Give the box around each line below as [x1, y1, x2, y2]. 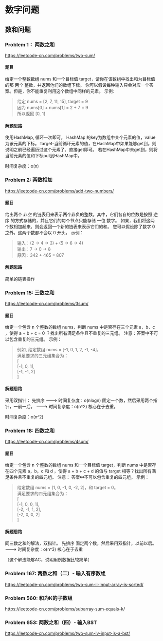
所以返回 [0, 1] [17, 111, 46, 117]
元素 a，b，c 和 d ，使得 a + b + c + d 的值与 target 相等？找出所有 [18, 468, 152, 474]
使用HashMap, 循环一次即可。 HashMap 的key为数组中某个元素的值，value [5, 134, 156, 140]
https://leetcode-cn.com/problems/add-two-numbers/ [5, 188, 114, 194]
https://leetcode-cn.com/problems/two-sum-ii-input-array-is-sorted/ [5, 582, 144, 587]
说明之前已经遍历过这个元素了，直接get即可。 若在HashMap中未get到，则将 [5, 147, 158, 152]
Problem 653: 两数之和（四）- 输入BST [5, 619, 97, 626]
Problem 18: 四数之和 [5, 427, 55, 434]
